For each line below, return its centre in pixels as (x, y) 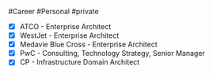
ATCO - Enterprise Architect (65, 26)
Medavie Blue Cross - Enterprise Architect (89, 44)
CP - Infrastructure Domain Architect (80, 62)
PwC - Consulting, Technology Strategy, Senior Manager (112, 54)
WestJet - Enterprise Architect (69, 35)
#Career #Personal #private (53, 11)
